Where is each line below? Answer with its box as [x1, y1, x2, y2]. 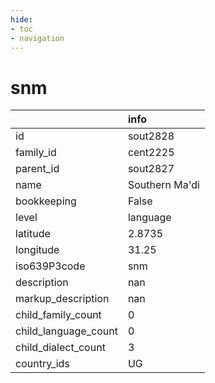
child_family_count [15, 308, 102, 322]
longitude [15, 243, 60, 257]
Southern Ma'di [127, 178, 200, 192]
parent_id [15, 162, 60, 176]
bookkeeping [15, 194, 77, 208]
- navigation [10, 33, 65, 43]
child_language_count [15, 324, 118, 338]
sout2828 [127, 129, 175, 143]
